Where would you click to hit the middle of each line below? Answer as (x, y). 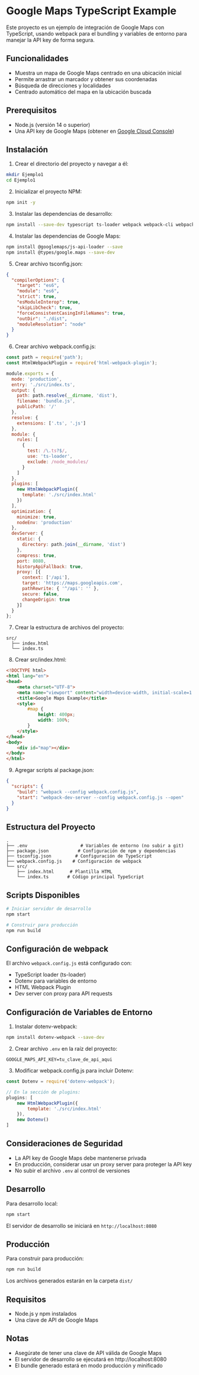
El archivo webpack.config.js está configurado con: (69, 963)
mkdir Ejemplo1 (25, 175)
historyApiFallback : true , (50, 567)
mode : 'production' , (37, 379)
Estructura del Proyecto (51, 827)
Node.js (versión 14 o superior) (52, 125)
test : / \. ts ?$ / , (47, 451)
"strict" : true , (37, 297)
